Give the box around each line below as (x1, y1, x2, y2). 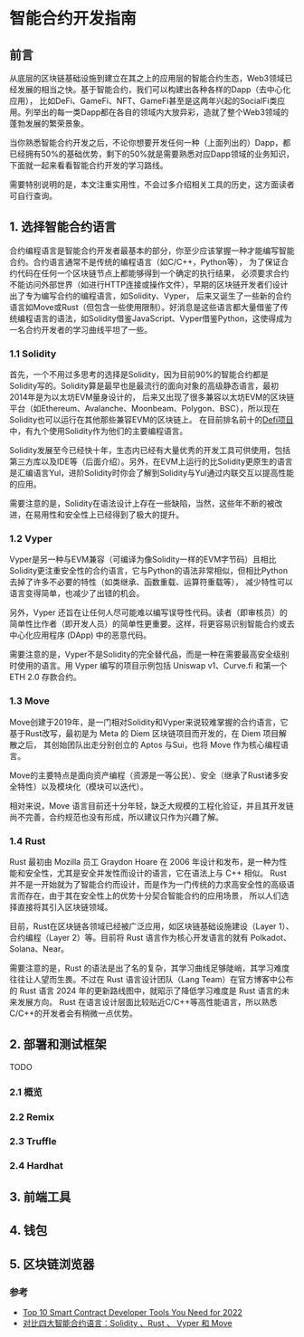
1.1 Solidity (9, 347, 57, 360)
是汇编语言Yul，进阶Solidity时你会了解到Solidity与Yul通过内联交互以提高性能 (9, 468, 294, 479)
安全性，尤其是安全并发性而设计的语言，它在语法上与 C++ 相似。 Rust (24, 868, 287, 878)
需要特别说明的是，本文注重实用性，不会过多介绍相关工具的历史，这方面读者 (9, 179, 295, 190)
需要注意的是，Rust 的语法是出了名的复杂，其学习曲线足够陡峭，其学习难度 (9, 962, 290, 973)
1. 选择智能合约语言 (9, 219, 117, 235)
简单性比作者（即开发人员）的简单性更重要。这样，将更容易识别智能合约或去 (9, 619, 295, 630)
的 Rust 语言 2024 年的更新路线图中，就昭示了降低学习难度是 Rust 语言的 (9, 985, 282, 996)
